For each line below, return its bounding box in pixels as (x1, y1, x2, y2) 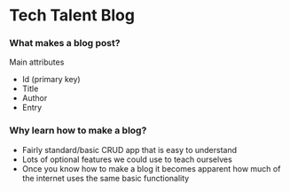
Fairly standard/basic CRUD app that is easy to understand (21, 144, 238, 155)
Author (21, 93, 48, 104)
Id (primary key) (21, 74, 82, 85)
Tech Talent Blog (9, 5, 136, 26)
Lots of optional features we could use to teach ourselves (21, 154, 232, 165)
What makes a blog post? (9, 37, 121, 50)
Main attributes (9, 57, 65, 67)
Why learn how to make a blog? (9, 125, 147, 137)
